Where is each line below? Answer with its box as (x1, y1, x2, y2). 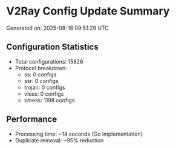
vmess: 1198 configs (24, 96, 75, 104)
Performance (6, 114, 57, 125)
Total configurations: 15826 (15, 58, 83, 65)
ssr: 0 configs (24, 77, 59, 84)
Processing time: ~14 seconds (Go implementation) (15, 130, 143, 137)
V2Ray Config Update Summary (6, 4, 170, 18)
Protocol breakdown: (15, 64, 68, 71)
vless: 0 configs (24, 90, 64, 98)
